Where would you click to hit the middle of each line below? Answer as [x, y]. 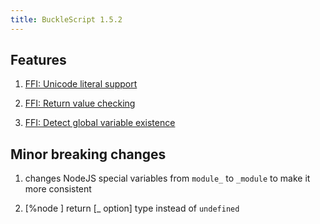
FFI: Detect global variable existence [100, 123]
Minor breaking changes [88, 154]
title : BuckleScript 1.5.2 [66, 19]
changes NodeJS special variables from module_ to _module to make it [167, 178]
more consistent [58, 189]
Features [38, 60]
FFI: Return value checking [80, 103]
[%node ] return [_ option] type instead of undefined [132, 208]
